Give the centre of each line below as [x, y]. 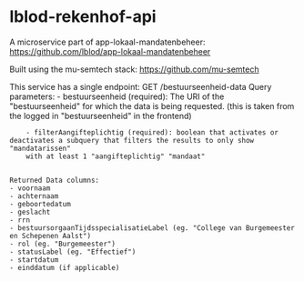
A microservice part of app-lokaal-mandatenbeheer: [107, 42]
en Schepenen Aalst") [51, 236]
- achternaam [34, 196]
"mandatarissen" [40, 148]
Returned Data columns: [55, 180]
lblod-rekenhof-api [83, 17]
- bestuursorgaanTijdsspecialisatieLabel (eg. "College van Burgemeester [152, 228]
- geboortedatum [40, 204]
